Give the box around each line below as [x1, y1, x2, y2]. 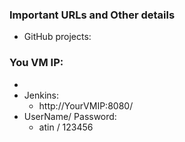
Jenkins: [23, 89, 59, 101]
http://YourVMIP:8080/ [38, 99, 134, 112]
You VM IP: [9, 56, 64, 70]
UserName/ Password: [23, 110, 117, 122]
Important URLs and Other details [9, 8, 176, 22]
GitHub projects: [23, 31, 92, 43]
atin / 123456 [38, 121, 94, 133]
